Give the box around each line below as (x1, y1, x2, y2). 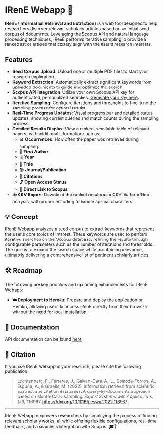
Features (5, 56, 33, 64)
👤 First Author (19, 149, 49, 154)
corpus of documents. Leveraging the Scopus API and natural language (5, 31, 149, 37)
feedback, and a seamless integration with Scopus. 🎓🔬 (5, 424, 117, 429)
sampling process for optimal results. (12, 105, 87, 110)
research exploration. (12, 73, 55, 80)
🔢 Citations (19, 174, 43, 179)
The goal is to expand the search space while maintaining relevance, (5, 246, 143, 252)
